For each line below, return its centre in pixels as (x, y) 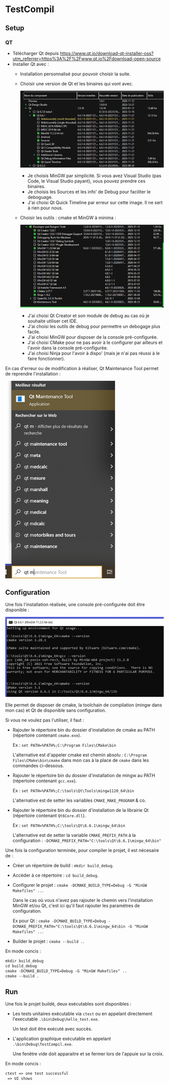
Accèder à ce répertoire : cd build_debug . (56, 875)
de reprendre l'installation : (33, 374)
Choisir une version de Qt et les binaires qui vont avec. (76, 83)
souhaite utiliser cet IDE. (53, 321)
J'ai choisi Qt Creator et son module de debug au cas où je (89, 315)
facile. (34, 332)
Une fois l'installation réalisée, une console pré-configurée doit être (75, 605)
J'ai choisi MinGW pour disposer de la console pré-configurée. (93, 337)
